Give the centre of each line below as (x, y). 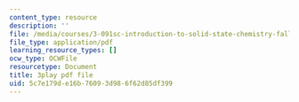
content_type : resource (53, 17)
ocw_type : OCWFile (43, 59)
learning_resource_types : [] (63, 51)
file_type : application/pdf (61, 42)
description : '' (39, 26)
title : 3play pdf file (51, 75)
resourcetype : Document (53, 67)
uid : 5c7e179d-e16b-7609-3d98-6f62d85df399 (91, 83)
